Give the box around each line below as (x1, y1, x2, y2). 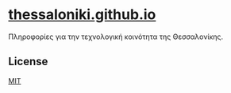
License (8, 55, 48, 68)
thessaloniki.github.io (8, 6, 156, 24)
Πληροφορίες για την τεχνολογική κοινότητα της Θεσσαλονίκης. (8, 32, 224, 41)
